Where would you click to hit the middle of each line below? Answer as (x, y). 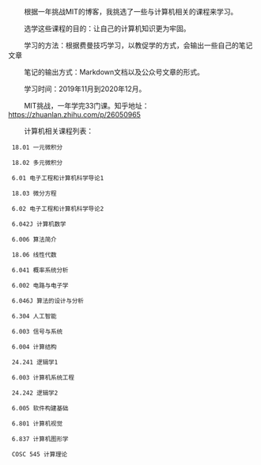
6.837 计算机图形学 (40, 439)
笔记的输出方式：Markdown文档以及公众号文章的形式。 (113, 72)
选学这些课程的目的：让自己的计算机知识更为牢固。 (107, 29)
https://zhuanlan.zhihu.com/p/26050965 (74, 114)
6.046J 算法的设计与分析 (48, 301)
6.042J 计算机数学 (39, 224)
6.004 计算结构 (34, 347)
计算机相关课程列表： (58, 131)
